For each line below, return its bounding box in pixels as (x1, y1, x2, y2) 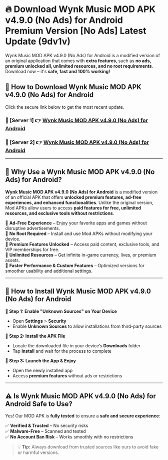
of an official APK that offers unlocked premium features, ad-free (5, 194, 141, 200)
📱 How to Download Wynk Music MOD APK (5, 83, 141, 91)
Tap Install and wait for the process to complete (12, 348, 111, 354)
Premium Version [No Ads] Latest (5, 25, 146, 37)
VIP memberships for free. (5, 247, 59, 253)
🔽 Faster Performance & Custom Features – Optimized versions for (5, 262, 145, 269)
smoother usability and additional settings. (5, 268, 92, 274)
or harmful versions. (17, 449, 59, 455)
